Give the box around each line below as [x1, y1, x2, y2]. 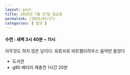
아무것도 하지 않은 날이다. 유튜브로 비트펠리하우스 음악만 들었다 [5, 48, 126, 54]
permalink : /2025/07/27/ [5, 16, 56, 21]
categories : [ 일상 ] [5, 20, 47, 26]
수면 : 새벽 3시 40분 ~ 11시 [5, 36, 56, 42]
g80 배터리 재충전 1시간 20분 [12, 64, 68, 71]
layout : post [5, 7, 32, 12]
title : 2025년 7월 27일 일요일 [5, 12, 63, 17]
